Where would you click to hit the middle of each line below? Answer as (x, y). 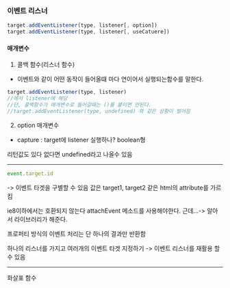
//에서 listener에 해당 (37, 99)
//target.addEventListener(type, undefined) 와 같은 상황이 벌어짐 (99, 111)
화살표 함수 (22, 278)
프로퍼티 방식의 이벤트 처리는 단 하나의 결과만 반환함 (76, 233)
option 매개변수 (38, 125)
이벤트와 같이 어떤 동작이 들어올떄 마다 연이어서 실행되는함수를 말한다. (110, 79)
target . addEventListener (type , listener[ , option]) (82, 25)
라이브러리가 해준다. (41, 219)
